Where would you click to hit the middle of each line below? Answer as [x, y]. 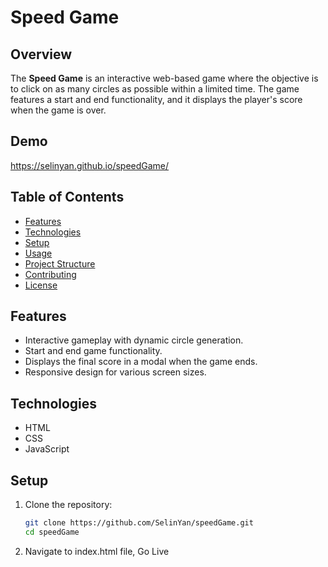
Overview [41, 54]
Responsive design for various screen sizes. [115, 372]
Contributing [50, 274]
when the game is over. [58, 110]
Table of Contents [67, 197]
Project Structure [60, 263]
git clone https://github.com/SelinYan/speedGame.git [139, 523]
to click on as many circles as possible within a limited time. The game [155, 89]
